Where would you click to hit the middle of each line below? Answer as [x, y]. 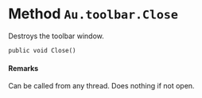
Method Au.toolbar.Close [93, 14]
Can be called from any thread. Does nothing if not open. [101, 86]
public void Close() [43, 50]
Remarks [23, 68]
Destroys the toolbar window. [56, 36]
